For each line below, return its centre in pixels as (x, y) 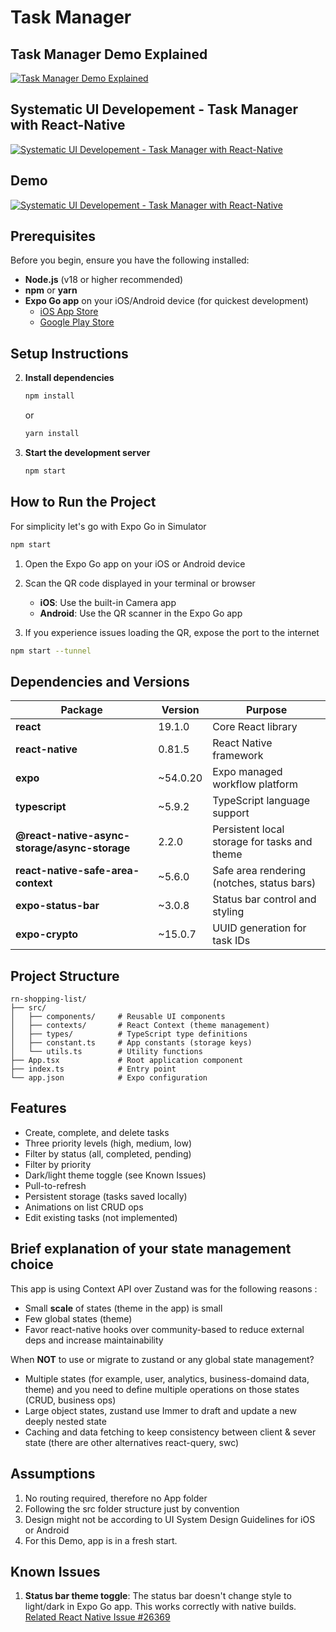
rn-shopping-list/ (48, 999)
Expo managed (247, 772)
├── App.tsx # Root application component (127, 1061)
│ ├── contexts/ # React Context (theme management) (140, 1026)
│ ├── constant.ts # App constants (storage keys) (131, 1043)
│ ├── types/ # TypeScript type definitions (129, 1034)
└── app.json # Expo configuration (109, 1078)
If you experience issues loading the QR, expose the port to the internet (172, 632)
